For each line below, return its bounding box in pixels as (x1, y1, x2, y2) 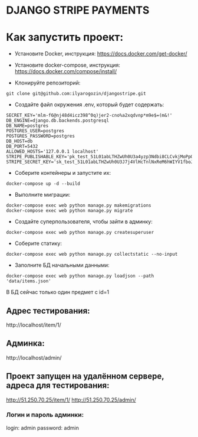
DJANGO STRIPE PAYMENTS (6, 4, 150, 17)
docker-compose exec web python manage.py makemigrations (6, 203, 151, 208)
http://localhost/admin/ (6, 354, 62, 361)
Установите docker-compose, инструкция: (14, 61, 121, 69)
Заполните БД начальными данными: (14, 262, 110, 269)
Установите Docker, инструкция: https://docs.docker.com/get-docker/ (14, 50, 187, 57)
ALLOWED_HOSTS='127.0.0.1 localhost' (6, 149, 99, 155)
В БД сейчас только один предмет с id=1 (6, 289, 110, 296)
